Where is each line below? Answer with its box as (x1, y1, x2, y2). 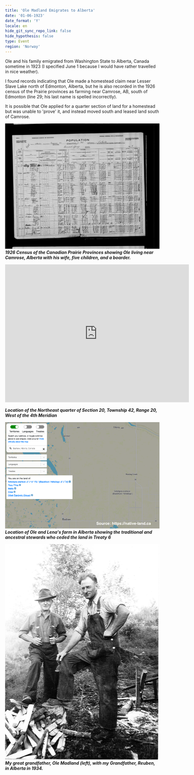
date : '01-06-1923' (5, 13, 45, 18)
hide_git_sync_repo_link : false (5, 28, 71, 34)
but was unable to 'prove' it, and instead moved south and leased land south (5, 108, 159, 114)
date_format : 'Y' (5, 18, 41, 23)
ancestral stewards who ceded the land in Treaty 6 (5, 534, 111, 540)
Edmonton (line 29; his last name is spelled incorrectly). (5, 94, 118, 100)
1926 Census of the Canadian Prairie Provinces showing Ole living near (5, 249, 154, 255)
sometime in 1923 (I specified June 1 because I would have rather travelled (5, 63, 156, 69)
